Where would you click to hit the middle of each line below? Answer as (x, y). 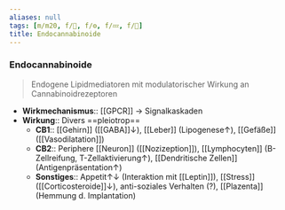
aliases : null (36, 17)
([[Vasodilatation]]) (70, 139)
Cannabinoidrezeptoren (74, 93)
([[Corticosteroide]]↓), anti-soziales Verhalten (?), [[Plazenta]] (149, 186)
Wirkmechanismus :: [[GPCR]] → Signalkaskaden (112, 111)
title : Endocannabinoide (55, 34)
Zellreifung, (56, 158)
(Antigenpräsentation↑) (79, 167)
